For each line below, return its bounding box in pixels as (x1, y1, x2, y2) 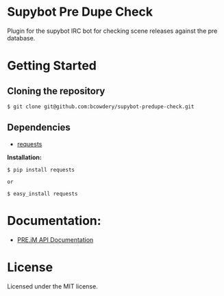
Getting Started (7, 58, 97, 74)
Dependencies (7, 122, 71, 133)
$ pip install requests (7, 166, 75, 173)
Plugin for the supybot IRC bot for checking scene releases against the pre (7, 27, 218, 35)
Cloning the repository (7, 85, 105, 96)
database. (7, 33, 36, 42)
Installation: (7, 153, 42, 161)
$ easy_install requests (7, 190, 78, 197)
